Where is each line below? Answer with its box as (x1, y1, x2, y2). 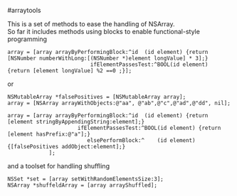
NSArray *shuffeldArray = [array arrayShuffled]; (7, 182, 158, 189)
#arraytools (7, 6, 41, 14)
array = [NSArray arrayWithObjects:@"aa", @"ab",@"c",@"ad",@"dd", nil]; (7, 99, 231, 107)
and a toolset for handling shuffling (7, 162, 110, 170)
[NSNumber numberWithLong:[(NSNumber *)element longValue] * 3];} (7, 55, 209, 62)
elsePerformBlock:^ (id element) (86, 137, 196, 144)
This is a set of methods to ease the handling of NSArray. (7, 20, 176, 28)
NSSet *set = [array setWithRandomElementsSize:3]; (7, 175, 164, 183)
